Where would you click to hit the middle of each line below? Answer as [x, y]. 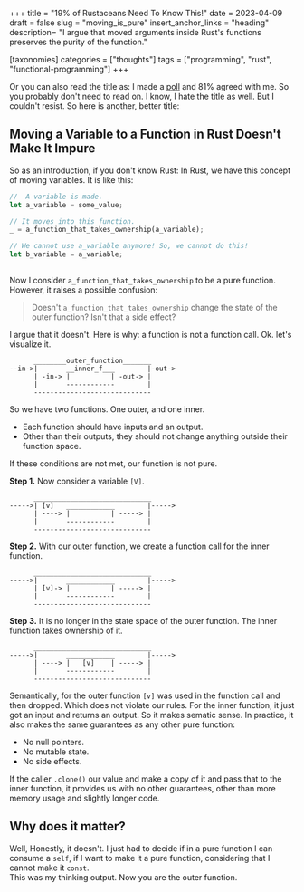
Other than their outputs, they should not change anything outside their [155, 436]
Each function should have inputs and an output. [113, 427]
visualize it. [30, 344]
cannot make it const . [49, 868]
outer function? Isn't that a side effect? [104, 317]
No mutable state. [56, 752]
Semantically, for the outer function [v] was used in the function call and [145, 695]
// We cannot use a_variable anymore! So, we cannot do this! [129, 246]
